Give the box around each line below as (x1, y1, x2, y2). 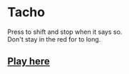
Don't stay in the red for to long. (7, 35, 101, 43)
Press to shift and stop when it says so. (7, 27, 123, 36)
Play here (7, 56, 50, 68)
